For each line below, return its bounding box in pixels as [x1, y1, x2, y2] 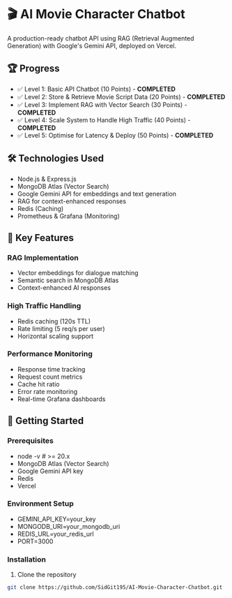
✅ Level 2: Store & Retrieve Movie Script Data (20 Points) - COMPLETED [17, 92, 226, 101]
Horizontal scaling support [17, 332, 94, 340]
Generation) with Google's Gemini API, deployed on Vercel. [7, 41, 176, 50]
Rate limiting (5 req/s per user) [17, 324, 105, 333]
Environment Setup [7, 499, 75, 509]
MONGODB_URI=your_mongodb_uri [17, 522, 121, 530]
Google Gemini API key [17, 467, 84, 475]
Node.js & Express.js [17, 175, 77, 183]
